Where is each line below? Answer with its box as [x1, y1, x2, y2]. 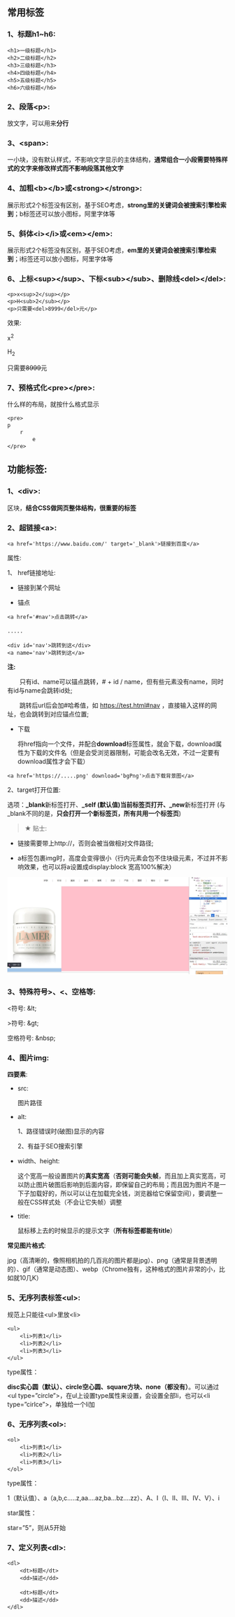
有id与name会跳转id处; [7, 686, 73, 695]
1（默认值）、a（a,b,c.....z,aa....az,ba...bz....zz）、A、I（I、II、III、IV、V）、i [7, 1494, 220, 1502]
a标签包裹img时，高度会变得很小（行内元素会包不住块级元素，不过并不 [17, 854, 222, 862]
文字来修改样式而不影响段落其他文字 [19, 164, 124, 173]
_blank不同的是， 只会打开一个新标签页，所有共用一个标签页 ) [7, 809, 182, 817]
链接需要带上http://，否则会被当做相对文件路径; [17, 839, 154, 847]
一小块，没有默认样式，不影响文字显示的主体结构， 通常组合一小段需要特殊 [7, 155, 222, 164]
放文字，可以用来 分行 [7, 118, 69, 127]
